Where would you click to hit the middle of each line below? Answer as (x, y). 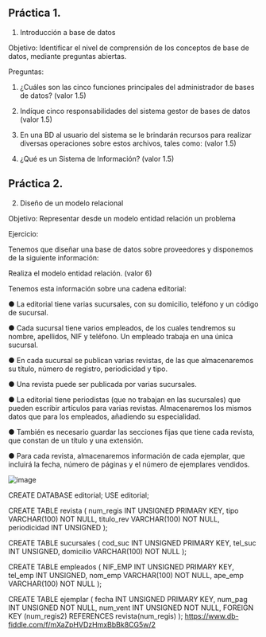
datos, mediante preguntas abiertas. (67, 56)
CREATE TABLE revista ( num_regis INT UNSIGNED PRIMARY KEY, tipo (124, 510)
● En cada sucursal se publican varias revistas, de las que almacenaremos (131, 360)
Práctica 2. (36, 184)
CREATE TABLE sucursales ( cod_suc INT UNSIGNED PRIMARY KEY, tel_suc (132, 543)
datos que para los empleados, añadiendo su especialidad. (104, 416)
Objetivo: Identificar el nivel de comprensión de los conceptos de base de (129, 48)
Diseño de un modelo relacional (71, 203)
